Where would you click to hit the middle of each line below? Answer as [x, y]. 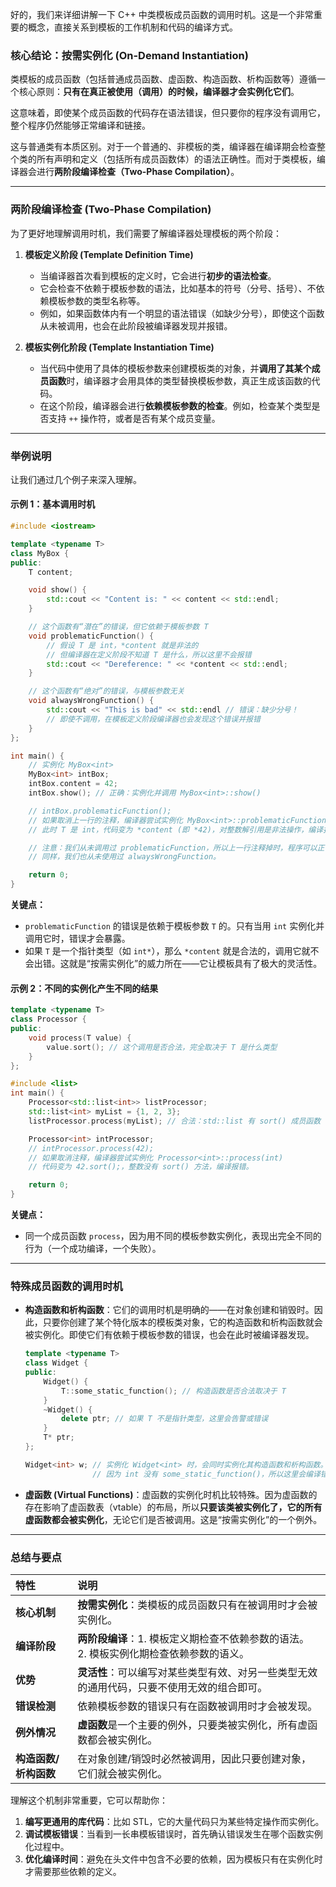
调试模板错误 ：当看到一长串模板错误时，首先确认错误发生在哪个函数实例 [173, 1834]
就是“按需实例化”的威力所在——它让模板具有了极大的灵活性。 [195, 964]
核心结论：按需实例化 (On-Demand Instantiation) [129, 55]
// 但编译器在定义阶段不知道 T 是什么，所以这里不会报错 [149, 654]
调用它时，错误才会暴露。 [77, 939]
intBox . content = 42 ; [73, 784]
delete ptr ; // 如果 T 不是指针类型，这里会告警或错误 [165, 1419]
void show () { [57, 590]
